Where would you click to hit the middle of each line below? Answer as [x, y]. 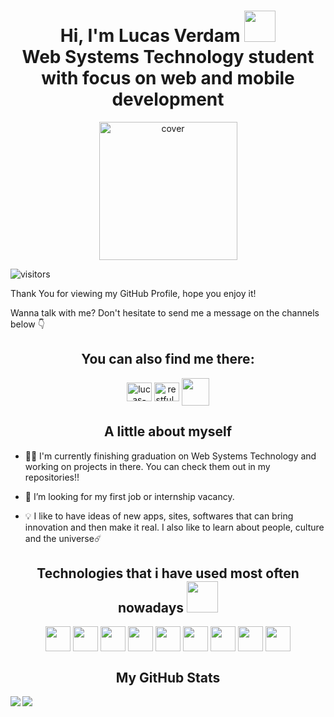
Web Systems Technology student [168, 57]
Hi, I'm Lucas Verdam [150, 36]
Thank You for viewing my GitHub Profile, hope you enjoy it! [133, 293]
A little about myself [168, 431]
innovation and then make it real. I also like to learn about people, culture [174, 527]
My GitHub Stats [168, 677]
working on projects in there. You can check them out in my [147, 466]
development [168, 99]
